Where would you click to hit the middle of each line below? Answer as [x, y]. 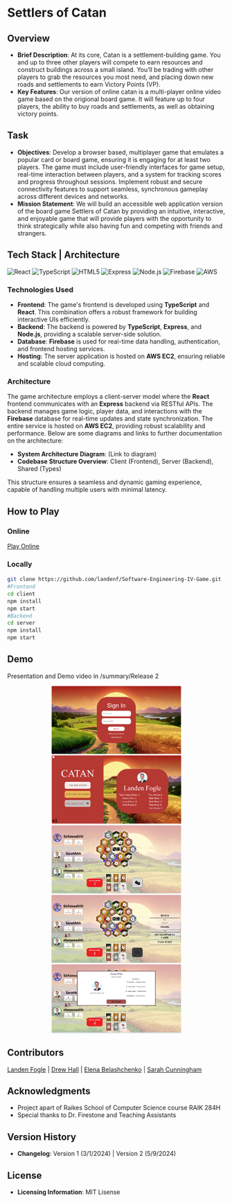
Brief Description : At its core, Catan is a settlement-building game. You [119, 55]
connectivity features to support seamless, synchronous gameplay [113, 189]
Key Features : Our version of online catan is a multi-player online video [119, 92]
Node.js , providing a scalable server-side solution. [89, 334]
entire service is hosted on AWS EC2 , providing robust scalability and [106, 426]
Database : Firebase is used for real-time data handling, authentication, [118, 341]
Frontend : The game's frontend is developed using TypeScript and [113, 304]
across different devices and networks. [73, 196]
